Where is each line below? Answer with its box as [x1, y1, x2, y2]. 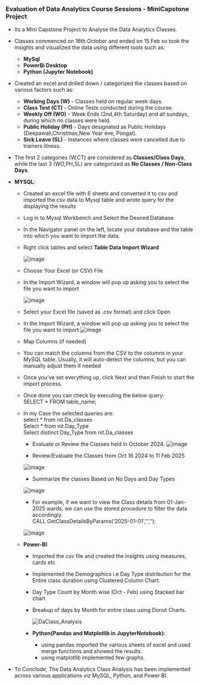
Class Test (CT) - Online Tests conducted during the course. [23, 104, 174, 111]
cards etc [32, 559, 56, 566]
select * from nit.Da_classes [23, 416, 93, 424]
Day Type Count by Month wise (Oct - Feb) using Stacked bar [32, 589, 185, 596]
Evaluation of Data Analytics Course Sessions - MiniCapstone [5, 5, 189, 13]
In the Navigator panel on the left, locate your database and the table [23, 226, 193, 233]
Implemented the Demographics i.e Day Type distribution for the [32, 571, 191, 578]
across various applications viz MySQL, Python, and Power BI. [14, 672, 168, 679]
